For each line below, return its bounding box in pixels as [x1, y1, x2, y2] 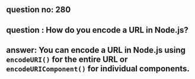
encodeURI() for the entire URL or [6, 55, 128, 65]
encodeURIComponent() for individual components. [6, 64, 190, 74]
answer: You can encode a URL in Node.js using [6, 45, 186, 55]
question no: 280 [6, 5, 71, 15]
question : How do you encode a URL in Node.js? [6, 25, 188, 35]
